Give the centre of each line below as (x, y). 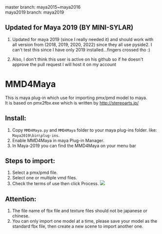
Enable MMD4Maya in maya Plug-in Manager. (58, 140)
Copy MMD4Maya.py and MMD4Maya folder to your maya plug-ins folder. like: (84, 130)
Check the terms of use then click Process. (55, 184)
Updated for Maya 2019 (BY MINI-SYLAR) (69, 28)
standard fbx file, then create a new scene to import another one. (78, 226)
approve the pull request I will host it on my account (64, 64)
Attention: (21, 199)
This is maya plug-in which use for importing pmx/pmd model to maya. (76, 98)
